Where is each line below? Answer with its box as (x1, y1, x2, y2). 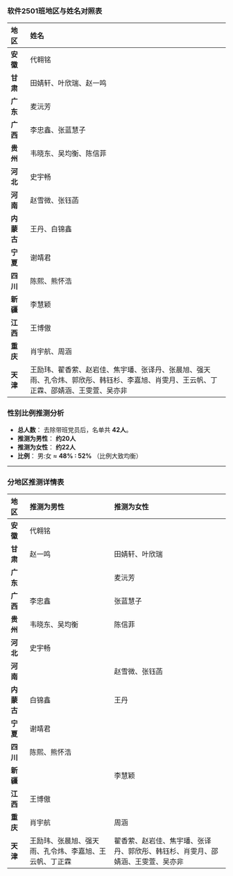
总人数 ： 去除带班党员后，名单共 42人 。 (17, 425, 132, 433)
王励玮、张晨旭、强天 (29, 836, 99, 845)
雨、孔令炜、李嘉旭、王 (29, 846, 106, 856)
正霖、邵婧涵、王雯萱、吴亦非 (30, 386, 128, 395)
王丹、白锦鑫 (30, 224, 72, 234)
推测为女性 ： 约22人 (17, 443, 76, 451)
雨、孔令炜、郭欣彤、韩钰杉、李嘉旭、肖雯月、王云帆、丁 (30, 375, 218, 385)
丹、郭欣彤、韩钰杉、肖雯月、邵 (114, 846, 218, 856)
